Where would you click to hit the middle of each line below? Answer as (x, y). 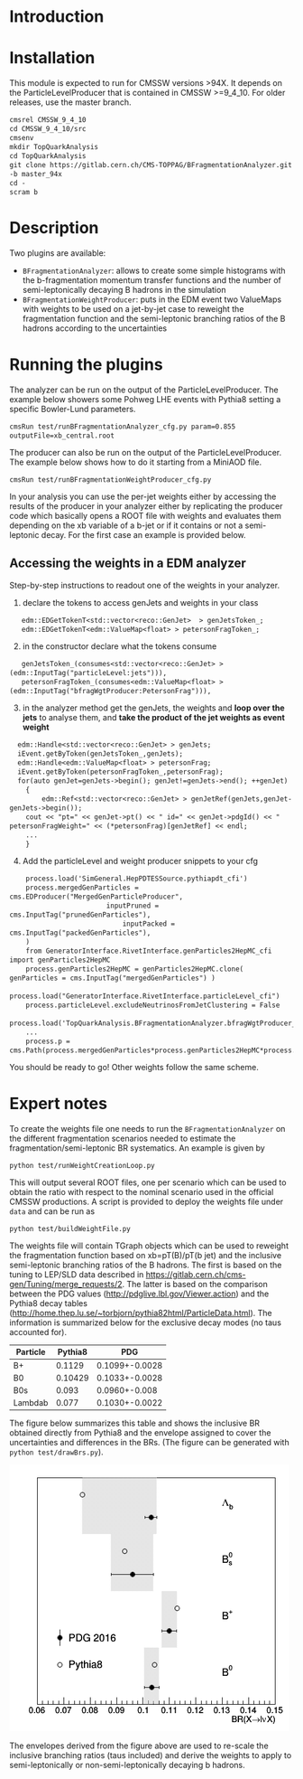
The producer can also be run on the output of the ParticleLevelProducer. (146, 452)
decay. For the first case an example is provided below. (143, 535)
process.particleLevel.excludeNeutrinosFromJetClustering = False (153, 1005)
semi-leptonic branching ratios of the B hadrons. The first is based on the (146, 1265)
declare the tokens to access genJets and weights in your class (140, 602)
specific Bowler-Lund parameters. (73, 409)
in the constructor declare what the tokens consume (119, 646)
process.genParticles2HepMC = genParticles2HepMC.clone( (135, 969)
